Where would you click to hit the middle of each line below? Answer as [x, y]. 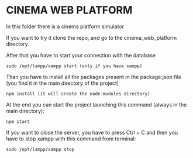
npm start [18, 121]
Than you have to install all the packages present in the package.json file [94, 77]
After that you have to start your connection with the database [81, 55]
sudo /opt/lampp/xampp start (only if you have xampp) [74, 66]
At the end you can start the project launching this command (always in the [96, 104]
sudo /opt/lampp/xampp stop [40, 149]
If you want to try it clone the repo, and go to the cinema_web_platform [92, 37]
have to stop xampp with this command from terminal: [71, 139]
